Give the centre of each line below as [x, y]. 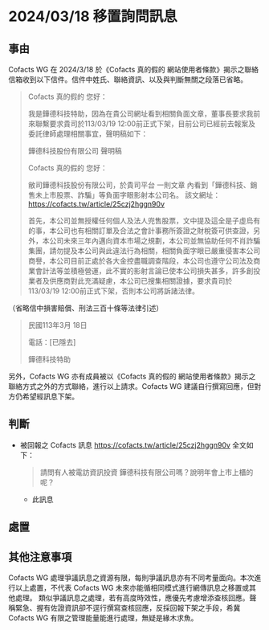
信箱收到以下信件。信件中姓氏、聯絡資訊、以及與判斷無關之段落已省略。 [128, 80]
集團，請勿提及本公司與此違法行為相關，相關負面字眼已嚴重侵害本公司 [144, 251]
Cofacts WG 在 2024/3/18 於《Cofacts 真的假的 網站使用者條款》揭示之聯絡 [134, 70]
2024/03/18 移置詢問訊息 [93, 16]
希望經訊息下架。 [50, 396]
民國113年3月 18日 [57, 325]
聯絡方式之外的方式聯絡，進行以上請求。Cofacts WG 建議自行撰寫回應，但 [131, 386]
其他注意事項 [40, 556]
